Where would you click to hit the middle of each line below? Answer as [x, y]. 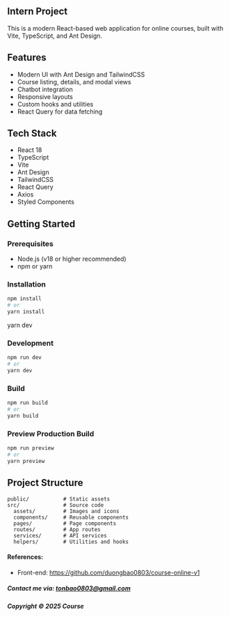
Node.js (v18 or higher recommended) [72, 259]
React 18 [30, 150]
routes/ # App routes [57, 529]
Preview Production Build [51, 434]
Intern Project [38, 12]
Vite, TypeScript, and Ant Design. [55, 36]
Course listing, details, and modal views [74, 82]
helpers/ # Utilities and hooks [71, 542]
